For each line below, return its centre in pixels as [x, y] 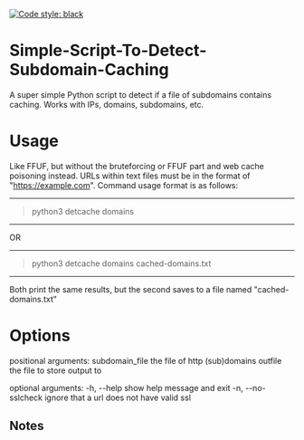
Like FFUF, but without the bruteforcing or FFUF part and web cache [137, 166]
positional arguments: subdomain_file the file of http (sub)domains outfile [146, 360]
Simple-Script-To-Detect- [108, 51]
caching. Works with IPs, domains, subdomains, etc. [107, 104]
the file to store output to [56, 370]
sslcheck [26, 397]
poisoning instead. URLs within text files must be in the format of [130, 176]
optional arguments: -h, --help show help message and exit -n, [127, 387]
